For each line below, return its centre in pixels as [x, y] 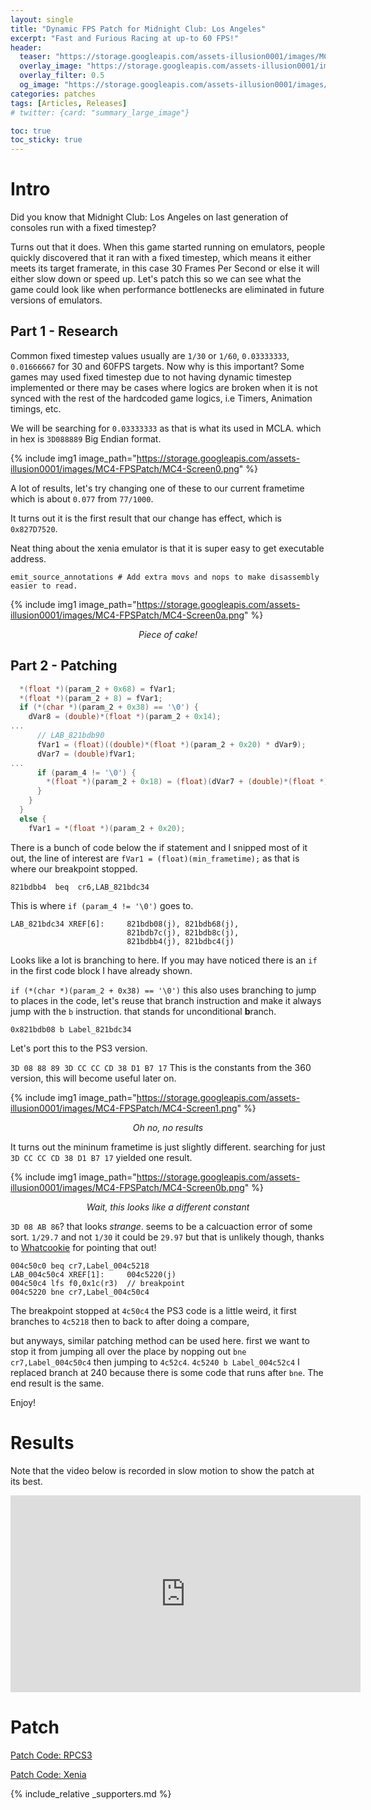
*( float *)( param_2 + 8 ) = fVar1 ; [91, 698]
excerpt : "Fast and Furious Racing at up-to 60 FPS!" [125, 38]
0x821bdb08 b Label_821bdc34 [71, 1029]
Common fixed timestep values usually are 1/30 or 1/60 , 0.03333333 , [150, 355]
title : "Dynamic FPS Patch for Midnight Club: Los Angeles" [138, 29]
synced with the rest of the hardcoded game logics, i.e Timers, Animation [161, 398]
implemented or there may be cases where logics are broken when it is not [164, 387]
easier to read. [44, 586]
